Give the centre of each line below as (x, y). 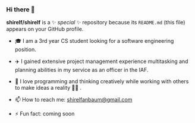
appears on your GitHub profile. (45, 29)
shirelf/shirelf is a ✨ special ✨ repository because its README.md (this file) (96, 23)
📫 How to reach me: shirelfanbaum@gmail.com (73, 100)
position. (26, 49)
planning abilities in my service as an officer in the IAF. (81, 70)
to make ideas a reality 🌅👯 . (48, 88)
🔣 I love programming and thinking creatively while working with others (102, 81)
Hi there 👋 (21, 10)
